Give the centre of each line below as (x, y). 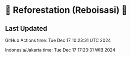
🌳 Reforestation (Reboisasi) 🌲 (66, 10)
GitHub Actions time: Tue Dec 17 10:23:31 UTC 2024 (58, 40)
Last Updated (26, 28)
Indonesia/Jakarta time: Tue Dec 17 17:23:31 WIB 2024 (60, 50)
